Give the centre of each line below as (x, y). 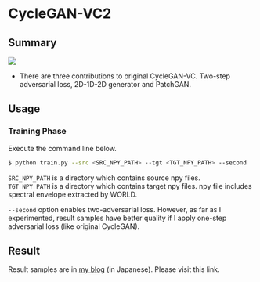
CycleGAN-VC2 (60, 14)
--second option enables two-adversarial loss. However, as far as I (115, 209)
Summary (32, 43)
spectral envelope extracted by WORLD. (73, 194)
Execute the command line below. (63, 148)
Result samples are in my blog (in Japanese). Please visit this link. (114, 269)
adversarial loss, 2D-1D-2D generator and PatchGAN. (105, 84)
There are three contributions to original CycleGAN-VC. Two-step (125, 76)
